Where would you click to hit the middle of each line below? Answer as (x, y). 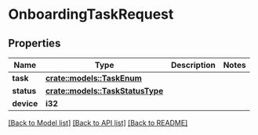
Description (193, 65)
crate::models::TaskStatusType (105, 91)
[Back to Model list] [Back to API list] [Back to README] (98, 123)
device (25, 103)
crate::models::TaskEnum (94, 78)
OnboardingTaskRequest (91, 14)
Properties (35, 43)
